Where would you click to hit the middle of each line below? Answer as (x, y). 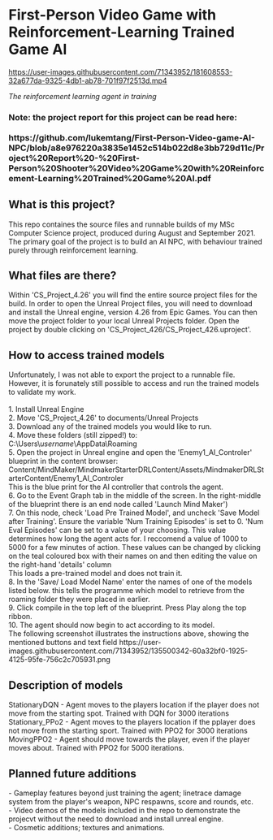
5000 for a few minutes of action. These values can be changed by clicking (135, 548)
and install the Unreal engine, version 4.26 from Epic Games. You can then (133, 312)
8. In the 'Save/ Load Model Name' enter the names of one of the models (130, 582)
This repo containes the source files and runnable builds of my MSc (122, 224)
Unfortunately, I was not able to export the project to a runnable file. (122, 375)
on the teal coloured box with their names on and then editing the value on (133, 556)
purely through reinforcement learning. (73, 250)
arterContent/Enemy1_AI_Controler (66, 478)
